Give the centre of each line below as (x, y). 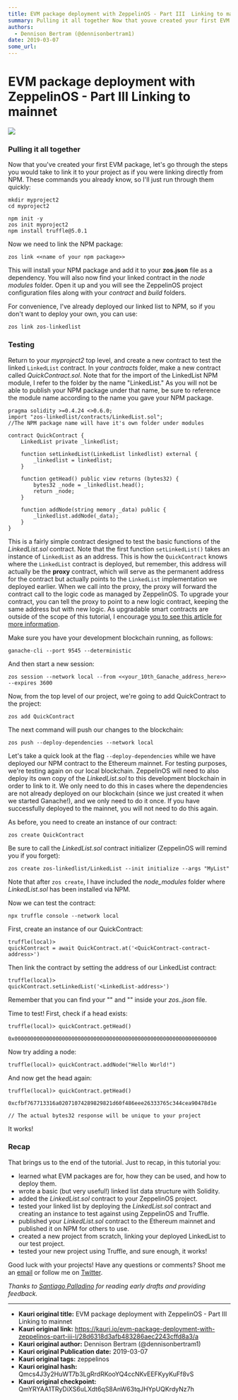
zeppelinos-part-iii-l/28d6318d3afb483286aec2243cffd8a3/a (108, 1336)
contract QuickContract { (46, 436)
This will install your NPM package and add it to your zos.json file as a (110, 270)
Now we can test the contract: (52, 903)
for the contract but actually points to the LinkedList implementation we (113, 579)
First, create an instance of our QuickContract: (76, 929)
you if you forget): (34, 856)
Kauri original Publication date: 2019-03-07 (83, 1351)
